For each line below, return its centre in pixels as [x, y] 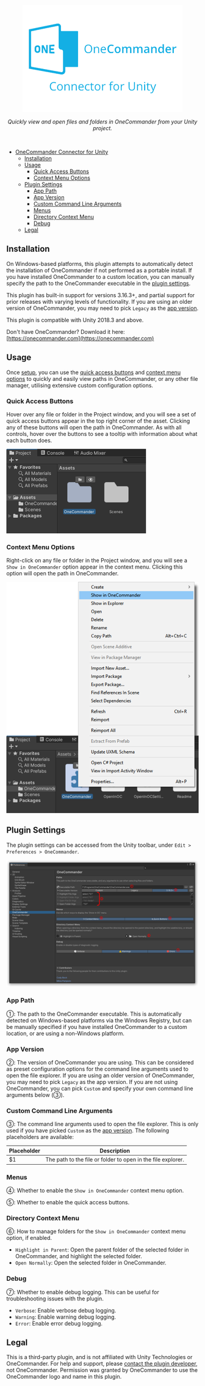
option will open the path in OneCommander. [63, 573]
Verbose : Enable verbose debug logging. [66, 1310]
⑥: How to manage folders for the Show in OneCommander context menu [96, 1231]
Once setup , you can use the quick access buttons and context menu [94, 372]
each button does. [29, 440]
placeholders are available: [40, 1137]
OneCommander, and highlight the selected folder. [78, 1256]
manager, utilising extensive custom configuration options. [80, 385]
